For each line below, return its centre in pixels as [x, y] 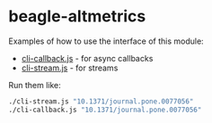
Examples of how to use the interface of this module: [106, 41]
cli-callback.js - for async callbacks [87, 58]
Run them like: [35, 85]
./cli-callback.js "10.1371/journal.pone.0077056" [105, 110]
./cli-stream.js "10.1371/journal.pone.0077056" [101, 101]
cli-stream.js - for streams [70, 68]
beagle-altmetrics [77, 16]
